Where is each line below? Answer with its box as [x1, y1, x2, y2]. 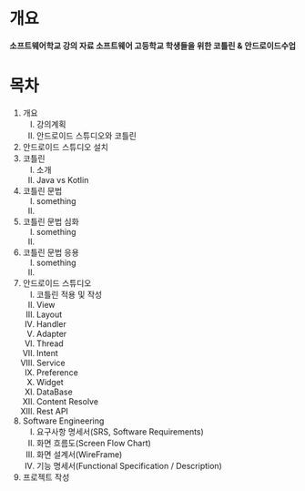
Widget [36, 376, 64, 387]
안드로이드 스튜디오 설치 [22, 141, 109, 152]
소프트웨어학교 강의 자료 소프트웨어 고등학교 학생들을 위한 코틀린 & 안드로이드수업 [9, 40, 296, 51]
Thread [36, 338, 64, 349]
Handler [36, 318, 66, 329]
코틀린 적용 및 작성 [36, 289, 103, 300]
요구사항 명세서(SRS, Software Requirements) [36, 425, 205, 437]
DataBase [36, 386, 73, 397]
